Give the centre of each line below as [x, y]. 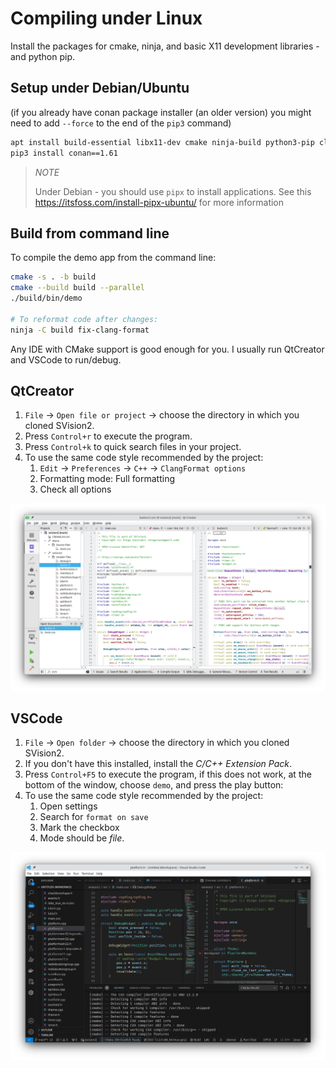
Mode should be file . [82, 838]
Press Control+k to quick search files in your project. [133, 447]
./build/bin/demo [46, 298]
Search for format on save [94, 817]
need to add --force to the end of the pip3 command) [121, 123]
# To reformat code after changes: [84, 319]
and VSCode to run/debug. [66, 359]
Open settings [68, 806]
